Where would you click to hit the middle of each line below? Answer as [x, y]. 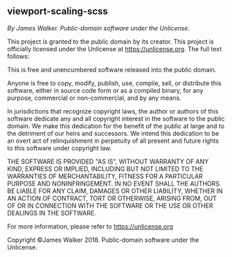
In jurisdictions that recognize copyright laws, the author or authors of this [113, 111]
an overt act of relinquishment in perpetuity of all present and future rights [113, 141]
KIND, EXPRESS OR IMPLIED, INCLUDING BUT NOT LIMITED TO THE [105, 168]
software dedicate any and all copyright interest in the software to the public [116, 118]
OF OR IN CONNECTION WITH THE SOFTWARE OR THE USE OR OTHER [110, 205]
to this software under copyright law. [60, 148]
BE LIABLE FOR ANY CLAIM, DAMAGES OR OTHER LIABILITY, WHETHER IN [115, 190]
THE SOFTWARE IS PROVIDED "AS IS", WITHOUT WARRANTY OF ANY [108, 161]
